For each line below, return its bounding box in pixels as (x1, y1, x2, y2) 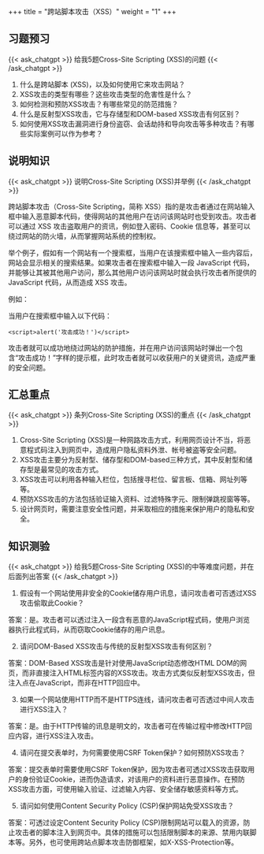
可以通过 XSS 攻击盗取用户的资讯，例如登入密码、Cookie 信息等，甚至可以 (8, 221, 251, 231)
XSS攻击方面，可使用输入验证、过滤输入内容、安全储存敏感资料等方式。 (8, 785, 243, 794)
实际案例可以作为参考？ (26, 128, 103, 138)
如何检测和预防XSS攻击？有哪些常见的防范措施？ (19, 99, 179, 109)
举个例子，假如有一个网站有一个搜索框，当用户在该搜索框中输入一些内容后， (8, 247, 257, 258)
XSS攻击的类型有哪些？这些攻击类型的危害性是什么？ (19, 89, 193, 98)
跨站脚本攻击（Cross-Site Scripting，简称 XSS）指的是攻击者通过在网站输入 (8, 202, 255, 211)
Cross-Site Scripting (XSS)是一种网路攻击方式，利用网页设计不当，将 (19, 436, 244, 445)
